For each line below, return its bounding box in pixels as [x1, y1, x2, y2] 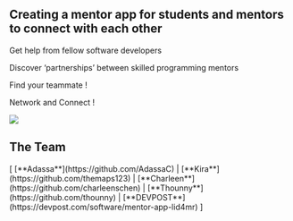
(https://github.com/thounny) [9, 191, 116, 202]
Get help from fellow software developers [9, 45, 163, 55]
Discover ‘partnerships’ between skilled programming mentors [9, 62, 239, 72]
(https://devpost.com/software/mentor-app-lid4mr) [9, 201, 198, 212]
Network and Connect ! [9, 97, 96, 107]
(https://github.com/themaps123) [9, 173, 131, 183]
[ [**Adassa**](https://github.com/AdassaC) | [9, 163, 180, 174]
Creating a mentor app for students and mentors [9, 7, 284, 22]
